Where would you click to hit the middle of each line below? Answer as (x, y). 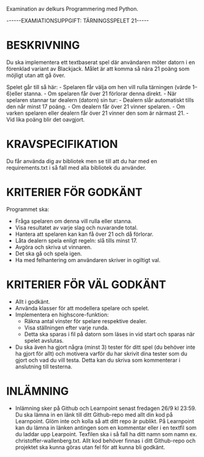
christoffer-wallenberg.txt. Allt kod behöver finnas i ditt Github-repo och (105, 441)
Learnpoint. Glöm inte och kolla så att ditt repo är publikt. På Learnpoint (105, 421)
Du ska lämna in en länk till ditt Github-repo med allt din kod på (94, 414)
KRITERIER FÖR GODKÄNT (75, 192)
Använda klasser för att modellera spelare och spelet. (82, 308)
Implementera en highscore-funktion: (62, 315)
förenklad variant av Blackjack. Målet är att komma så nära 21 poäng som (98, 68)
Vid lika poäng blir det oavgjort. (46, 119)
